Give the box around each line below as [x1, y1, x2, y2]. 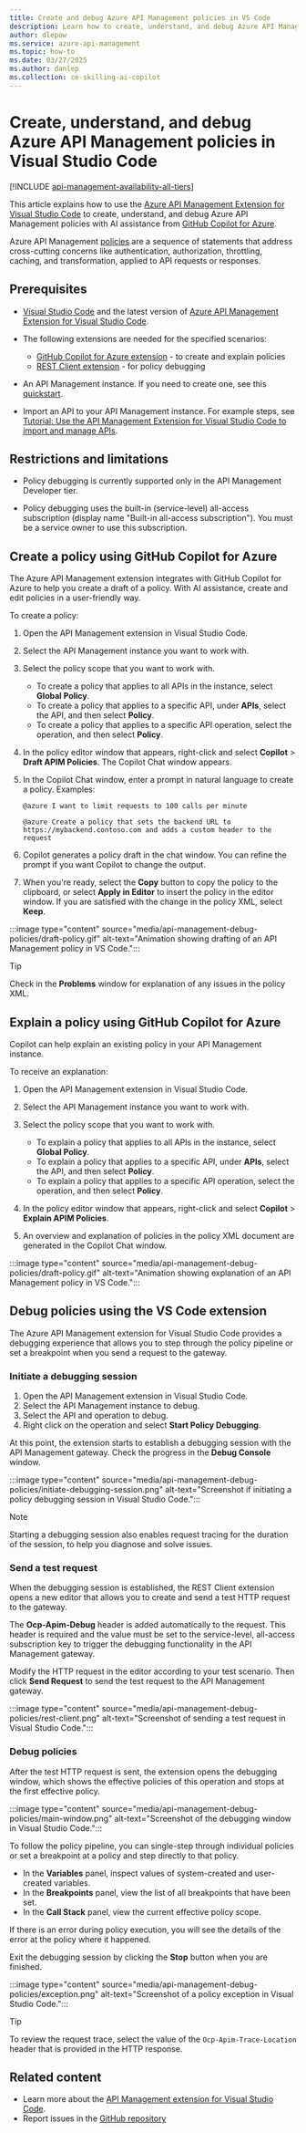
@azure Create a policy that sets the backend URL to [22, 817, 231, 827]
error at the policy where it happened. [9, 1933, 152, 1944]
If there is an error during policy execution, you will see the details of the [9, 1924, 281, 1935]
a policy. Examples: [22, 784, 96, 795]
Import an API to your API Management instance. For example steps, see [22, 405, 295, 416]
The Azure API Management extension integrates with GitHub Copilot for [9, 573, 282, 584]
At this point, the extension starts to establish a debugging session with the [9, 1438, 291, 1449]
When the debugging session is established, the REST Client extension [9, 1582, 275, 1593]
